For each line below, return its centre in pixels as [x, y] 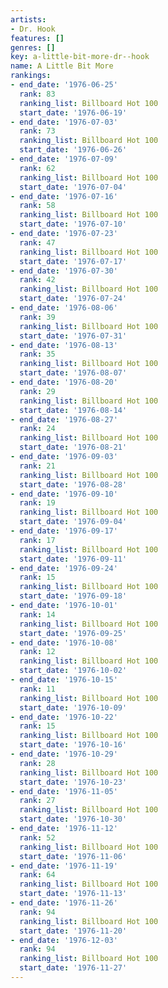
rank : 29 [37, 391]
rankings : [31, 76]
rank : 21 [37, 466]
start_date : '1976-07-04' [73, 187]
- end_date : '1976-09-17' [64, 531]
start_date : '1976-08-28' [73, 484]
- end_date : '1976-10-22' [64, 717]
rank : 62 [37, 168]
